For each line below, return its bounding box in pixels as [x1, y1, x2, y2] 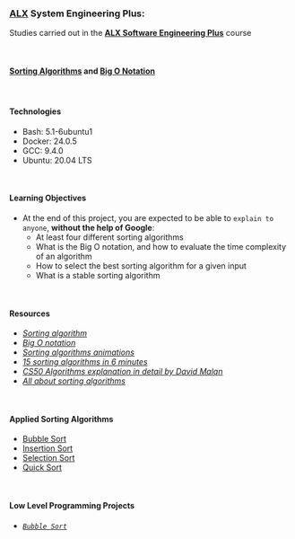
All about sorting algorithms [22, 376, 126, 386]
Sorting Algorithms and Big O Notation [9, 66, 155, 76]
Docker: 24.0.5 [22, 136, 78, 146]
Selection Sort [22, 453, 75, 464]
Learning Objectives [9, 192, 87, 204]
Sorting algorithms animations [22, 347, 134, 358]
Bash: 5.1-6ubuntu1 [22, 126, 92, 137]
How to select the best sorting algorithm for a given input [35, 260, 247, 271]
